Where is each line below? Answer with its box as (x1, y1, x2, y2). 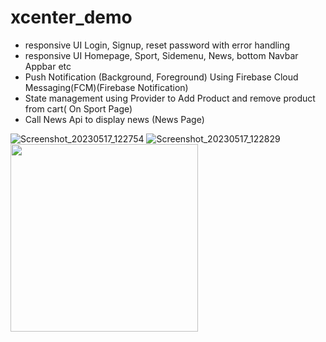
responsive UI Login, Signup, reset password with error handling (24, 39, 291, 51)
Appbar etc (24, 60, 72, 72)
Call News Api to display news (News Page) (24, 113, 205, 125)
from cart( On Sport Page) (24, 102, 133, 115)
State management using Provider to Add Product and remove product (24, 92, 316, 104)
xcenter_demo (10, 6, 133, 29)
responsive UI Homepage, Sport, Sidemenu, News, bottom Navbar (24, 49, 299, 61)
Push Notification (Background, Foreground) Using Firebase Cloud (24, 71, 299, 83)
